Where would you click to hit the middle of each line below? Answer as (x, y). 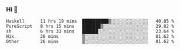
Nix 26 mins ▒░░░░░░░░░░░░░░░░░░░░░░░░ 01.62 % (90, 37)
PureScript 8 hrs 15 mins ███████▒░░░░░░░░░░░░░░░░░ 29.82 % (90, 26)
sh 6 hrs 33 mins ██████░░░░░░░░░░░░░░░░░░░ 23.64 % (90, 31)
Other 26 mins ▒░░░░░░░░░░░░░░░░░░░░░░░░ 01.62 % (90, 42)
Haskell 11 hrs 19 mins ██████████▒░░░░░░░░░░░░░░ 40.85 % (90, 22)
